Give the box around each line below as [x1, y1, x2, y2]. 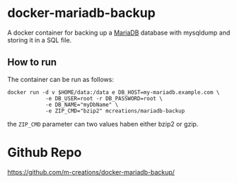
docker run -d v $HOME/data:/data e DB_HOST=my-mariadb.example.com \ [7, 88, 220, 96]
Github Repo [7, 144, 82, 160]
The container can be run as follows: [7, 75, 115, 83]
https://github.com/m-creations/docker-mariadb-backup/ [7, 167, 175, 176]
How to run [7, 57, 57, 69]
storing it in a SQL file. [7, 35, 72, 44]
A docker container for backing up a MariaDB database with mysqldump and [7, 28, 231, 37]
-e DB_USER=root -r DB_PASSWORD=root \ [45, 95, 163, 102]
